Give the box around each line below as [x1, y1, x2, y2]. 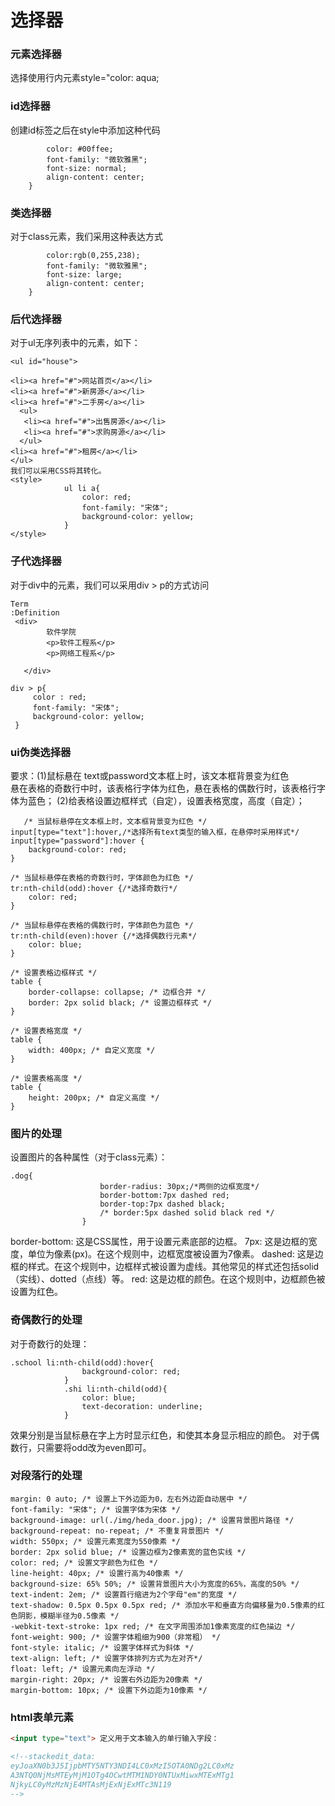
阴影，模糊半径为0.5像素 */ [17, 1611, 120, 1621]
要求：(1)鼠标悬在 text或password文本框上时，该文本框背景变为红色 [10, 769, 290, 781]
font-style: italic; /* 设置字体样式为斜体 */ [10, 1642, 195, 1653]
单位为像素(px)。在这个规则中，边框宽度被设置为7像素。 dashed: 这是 [27, 1248, 315, 1260]
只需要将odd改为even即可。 [36, 1441, 152, 1453]
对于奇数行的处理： [10, 1337, 90, 1350]
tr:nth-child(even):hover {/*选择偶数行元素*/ [10, 931, 197, 941]
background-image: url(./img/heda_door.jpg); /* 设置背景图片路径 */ [10, 1515, 295, 1525]
